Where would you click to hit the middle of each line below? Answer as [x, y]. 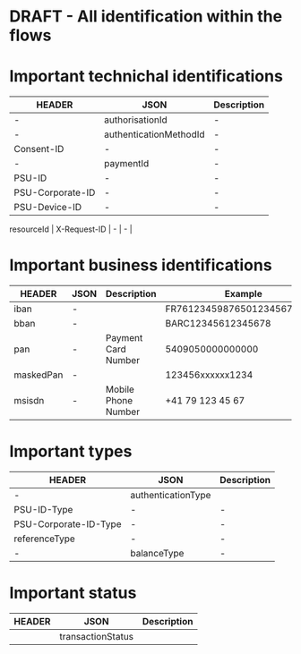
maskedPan [39, 375]
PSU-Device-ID [48, 208]
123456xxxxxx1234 [209, 375]
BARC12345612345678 [218, 324]
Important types [71, 451]
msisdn [29, 401]
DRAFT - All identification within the [146, 17]
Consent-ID [39, 149]
